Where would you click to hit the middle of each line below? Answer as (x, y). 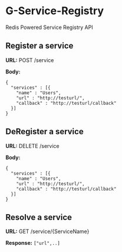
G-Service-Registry (55, 11)
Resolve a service (39, 217)
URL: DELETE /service (32, 146)
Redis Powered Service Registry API (49, 27)
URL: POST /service (30, 60)
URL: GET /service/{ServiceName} (47, 231)
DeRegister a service (44, 132)
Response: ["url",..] (33, 243)
